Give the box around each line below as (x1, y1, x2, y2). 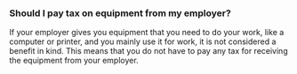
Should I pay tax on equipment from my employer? (9, 7, 231, 19)
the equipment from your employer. (9, 55, 140, 66)
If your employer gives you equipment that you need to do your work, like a (9, 27, 285, 38)
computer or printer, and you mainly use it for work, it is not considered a (9, 36, 277, 47)
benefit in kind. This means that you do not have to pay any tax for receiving (9, 46, 288, 56)
